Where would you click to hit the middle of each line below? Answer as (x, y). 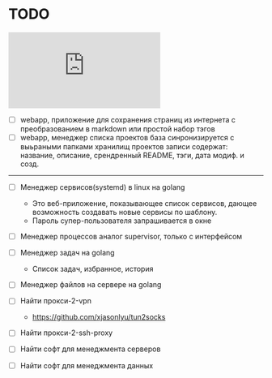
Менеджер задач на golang (67, 253)
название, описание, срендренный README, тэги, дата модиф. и (132, 156)
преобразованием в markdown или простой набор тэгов (118, 129)
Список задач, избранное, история (93, 269)
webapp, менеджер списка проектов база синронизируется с (127, 137)
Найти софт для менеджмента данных (87, 365)
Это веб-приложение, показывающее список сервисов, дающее (144, 204)
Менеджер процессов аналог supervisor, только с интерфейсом (131, 237)
